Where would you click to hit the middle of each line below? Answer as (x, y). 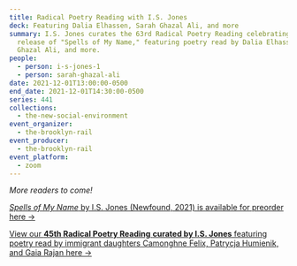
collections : (33, 108)
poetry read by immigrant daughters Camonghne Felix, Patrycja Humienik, (144, 243)
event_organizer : (41, 125)
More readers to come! (51, 190)
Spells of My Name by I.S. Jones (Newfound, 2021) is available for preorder (147, 208)
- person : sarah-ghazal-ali (69, 75)
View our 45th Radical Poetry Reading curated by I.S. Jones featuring (138, 234)
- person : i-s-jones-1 (59, 67)
